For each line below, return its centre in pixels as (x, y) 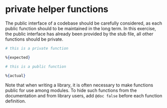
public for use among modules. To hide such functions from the (71, 90)
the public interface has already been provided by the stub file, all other (79, 34)
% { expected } (18, 57)
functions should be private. (34, 39)
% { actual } (16, 76)
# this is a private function (37, 48)
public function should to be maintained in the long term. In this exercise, (81, 28)
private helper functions (57, 9)
